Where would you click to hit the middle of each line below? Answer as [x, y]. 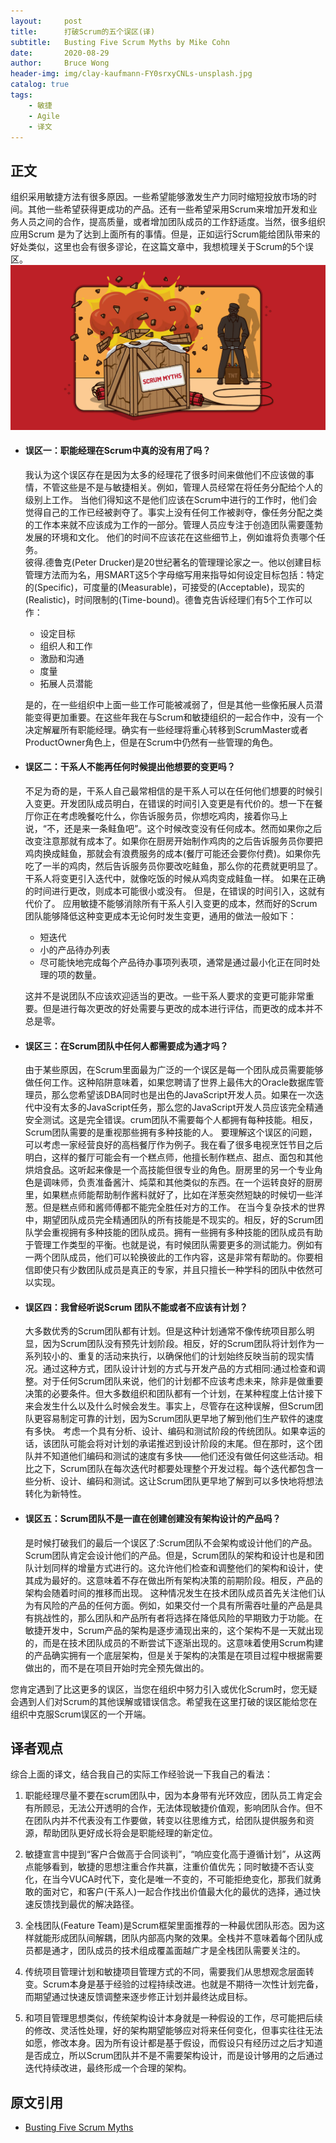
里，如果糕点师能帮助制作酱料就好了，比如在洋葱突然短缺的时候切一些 [169, 1195]
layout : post [46, 21]
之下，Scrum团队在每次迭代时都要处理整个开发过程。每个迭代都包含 [174, 1469]
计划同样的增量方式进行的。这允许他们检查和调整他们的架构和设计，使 [178, 1567]
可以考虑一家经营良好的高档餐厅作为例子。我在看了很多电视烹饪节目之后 [173, 1145]
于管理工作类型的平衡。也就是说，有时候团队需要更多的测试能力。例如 [169, 1245]
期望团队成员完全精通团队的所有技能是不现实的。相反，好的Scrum [178, 1220]
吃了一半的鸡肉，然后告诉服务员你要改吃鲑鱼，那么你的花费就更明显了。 [173, 866]
